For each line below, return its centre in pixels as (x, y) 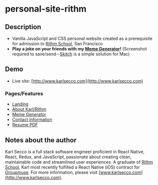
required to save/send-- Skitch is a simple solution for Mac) (71, 54)
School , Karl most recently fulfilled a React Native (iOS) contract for (72, 167)
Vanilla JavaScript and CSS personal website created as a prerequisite (82, 38)
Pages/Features (24, 93)
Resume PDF (25, 125)
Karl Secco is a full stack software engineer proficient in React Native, (75, 151)
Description (23, 27)
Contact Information (32, 119)
